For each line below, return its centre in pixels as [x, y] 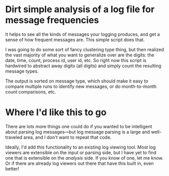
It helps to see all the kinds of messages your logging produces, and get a [82, 34]
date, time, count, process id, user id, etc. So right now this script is [76, 60]
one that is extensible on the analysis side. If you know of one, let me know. [84, 158]
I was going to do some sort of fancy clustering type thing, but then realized [84, 49]
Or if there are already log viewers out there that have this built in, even [79, 163]
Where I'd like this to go [56, 112]
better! [12, 168]
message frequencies [52, 20]
